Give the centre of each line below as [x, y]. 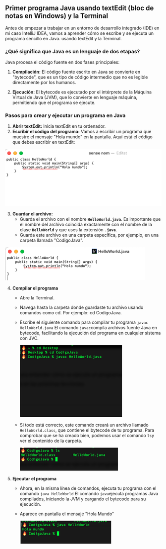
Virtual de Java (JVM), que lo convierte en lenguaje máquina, [75, 97]
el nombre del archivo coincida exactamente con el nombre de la [86, 225]
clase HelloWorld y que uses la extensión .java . [68, 230]
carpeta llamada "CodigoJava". [52, 240]
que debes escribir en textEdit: [44, 142]
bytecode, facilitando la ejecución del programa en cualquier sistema [90, 333]
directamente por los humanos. [44, 83]
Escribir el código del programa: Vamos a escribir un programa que [82, 132]
